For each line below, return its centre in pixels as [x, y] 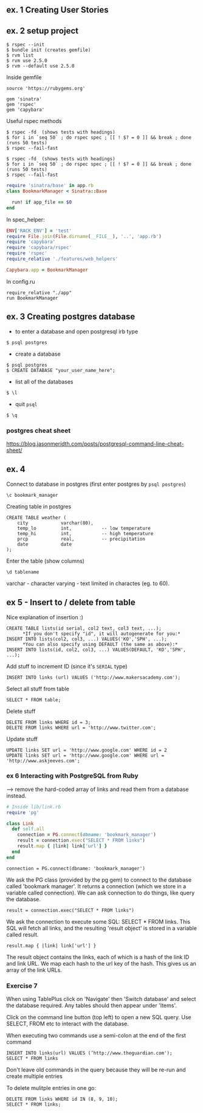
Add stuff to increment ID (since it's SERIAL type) [67, 666]
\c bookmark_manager [33, 495]
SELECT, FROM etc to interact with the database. [67, 1024]
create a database [38, 354]
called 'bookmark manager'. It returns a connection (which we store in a [96, 886]
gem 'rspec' [21, 105]
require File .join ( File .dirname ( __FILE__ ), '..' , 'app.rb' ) [84, 236]
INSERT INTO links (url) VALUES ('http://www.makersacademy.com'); [94, 677]
